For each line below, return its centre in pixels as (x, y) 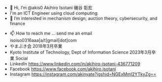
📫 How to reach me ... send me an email (51, 33)
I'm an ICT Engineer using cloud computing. (54, 13)
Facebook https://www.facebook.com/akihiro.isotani (63, 69)
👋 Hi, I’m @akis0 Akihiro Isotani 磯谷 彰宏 (51, 8)
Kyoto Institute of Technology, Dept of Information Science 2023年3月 (81, 52)
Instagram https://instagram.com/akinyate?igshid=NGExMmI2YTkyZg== (83, 74)
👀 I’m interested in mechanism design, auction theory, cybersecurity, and (83, 18)
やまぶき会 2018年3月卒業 (36, 46)
